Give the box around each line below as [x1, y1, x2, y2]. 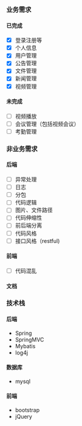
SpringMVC [15, 335, 44, 343]
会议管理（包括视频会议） [15, 120, 80, 127]
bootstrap [15, 406, 40, 414]
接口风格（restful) [15, 237, 60, 244]
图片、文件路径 [15, 206, 53, 214]
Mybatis [15, 342, 36, 349]
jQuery [15, 413, 32, 420]
